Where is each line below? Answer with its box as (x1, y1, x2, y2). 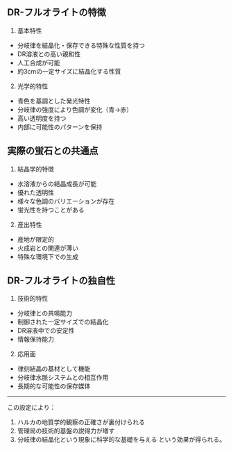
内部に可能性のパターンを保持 (17, 122, 103, 131)
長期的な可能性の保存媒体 (17, 382, 91, 390)
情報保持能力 (17, 335, 54, 344)
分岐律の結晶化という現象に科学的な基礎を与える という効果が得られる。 (17, 435, 226, 444)
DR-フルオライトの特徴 (7, 6, 106, 19)
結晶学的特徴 (17, 165, 54, 173)
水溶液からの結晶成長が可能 (17, 179, 97, 187)
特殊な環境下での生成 (17, 252, 78, 260)
